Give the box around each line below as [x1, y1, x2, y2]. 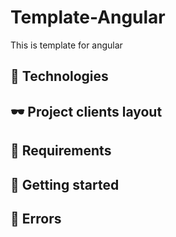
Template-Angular [10, 6, 166, 29]
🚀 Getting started [10, 176, 120, 193]
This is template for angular [10, 39, 123, 51]
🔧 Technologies [10, 68, 109, 85]
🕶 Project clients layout [10, 103, 163, 120]
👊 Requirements [10, 142, 112, 160]
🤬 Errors [10, 210, 62, 227]
